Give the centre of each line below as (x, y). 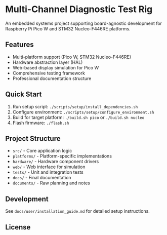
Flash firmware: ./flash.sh (41, 123)
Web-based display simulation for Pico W (56, 67)
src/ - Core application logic (42, 151)
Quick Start (24, 94)
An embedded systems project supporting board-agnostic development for (83, 23)
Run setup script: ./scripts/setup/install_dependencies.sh (75, 106)
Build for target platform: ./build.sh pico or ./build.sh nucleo (78, 117)
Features (19, 45)
